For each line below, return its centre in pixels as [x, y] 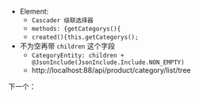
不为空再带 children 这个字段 [67, 46]
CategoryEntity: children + [78, 55]
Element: [34, 11]
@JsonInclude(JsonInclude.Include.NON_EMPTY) [108, 62]
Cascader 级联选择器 [62, 21]
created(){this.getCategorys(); [85, 37]
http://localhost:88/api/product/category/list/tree [111, 70]
